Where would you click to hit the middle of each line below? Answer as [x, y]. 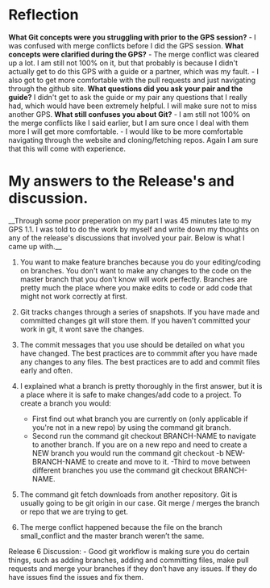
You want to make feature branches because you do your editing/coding [140, 262]
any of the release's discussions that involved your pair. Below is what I [127, 238]
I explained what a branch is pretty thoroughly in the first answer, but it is [141, 386]
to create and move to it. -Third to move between [170, 461]
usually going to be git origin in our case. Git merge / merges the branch [139, 503]
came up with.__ [35, 246]
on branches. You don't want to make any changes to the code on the [136, 270]
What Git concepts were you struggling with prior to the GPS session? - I [132, 37]
